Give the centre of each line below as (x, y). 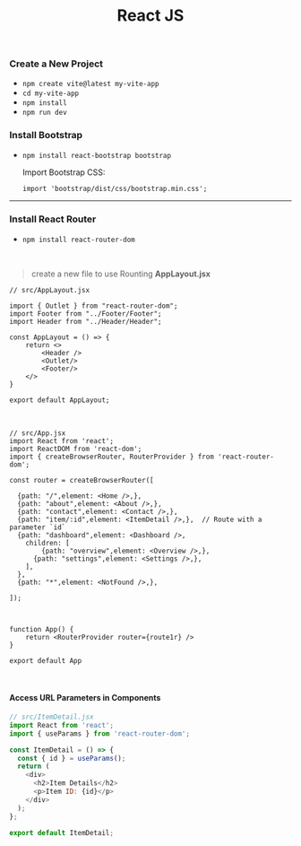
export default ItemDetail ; (62, 833)
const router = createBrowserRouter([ (82, 480)
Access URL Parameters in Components (85, 698)
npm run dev (44, 113)
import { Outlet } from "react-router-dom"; (94, 306)
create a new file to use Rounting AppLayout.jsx (120, 274)
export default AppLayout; (60, 400)
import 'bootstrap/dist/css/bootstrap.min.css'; (115, 188)
